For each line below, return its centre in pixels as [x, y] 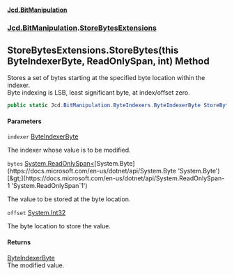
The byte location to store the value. [59, 226]
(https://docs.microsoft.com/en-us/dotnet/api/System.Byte [92, 171]
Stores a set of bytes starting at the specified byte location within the [106, 78]
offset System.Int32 [37, 213]
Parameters [24, 121]
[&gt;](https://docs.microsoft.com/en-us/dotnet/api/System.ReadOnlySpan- [116, 178]
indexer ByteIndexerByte [43, 136]
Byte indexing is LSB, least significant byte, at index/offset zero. [99, 93]
